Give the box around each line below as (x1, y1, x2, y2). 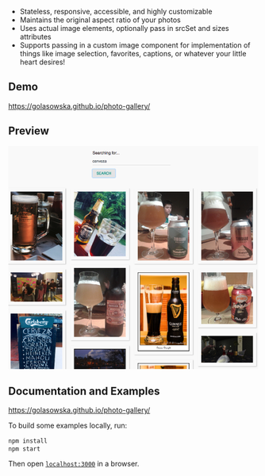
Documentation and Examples (8, 384, 160, 397)
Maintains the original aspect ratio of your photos (19, 15, 181, 25)
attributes (19, 32, 52, 41)
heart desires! (19, 57, 66, 67)
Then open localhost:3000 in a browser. (8, 459, 140, 469)
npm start (8, 445, 41, 453)
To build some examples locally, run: (8, 420, 128, 431)
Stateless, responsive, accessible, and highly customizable (19, 7, 213, 16)
